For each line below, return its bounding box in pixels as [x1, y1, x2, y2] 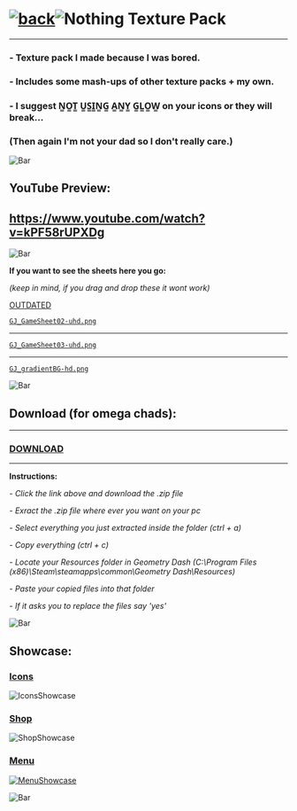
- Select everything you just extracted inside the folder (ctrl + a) [9, 523, 241, 534]
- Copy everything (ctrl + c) [9, 540, 109, 550]
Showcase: [9, 643, 72, 659]
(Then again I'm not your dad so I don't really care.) [9, 135, 233, 147]
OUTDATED [9, 300, 51, 310]
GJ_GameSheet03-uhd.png [9, 341, 97, 350]
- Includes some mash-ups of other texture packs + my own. [9, 75, 275, 88]
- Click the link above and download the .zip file [9, 488, 184, 499]
